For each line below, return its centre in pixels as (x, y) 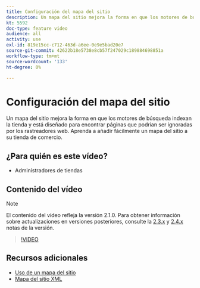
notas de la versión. (30, 228)
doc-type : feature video (37, 28)
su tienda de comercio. (34, 137)
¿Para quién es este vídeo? (57, 156)
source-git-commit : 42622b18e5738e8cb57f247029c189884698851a (85, 51)
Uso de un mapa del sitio (45, 272)
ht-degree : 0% (24, 67)
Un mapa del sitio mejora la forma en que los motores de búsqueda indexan (99, 118)
